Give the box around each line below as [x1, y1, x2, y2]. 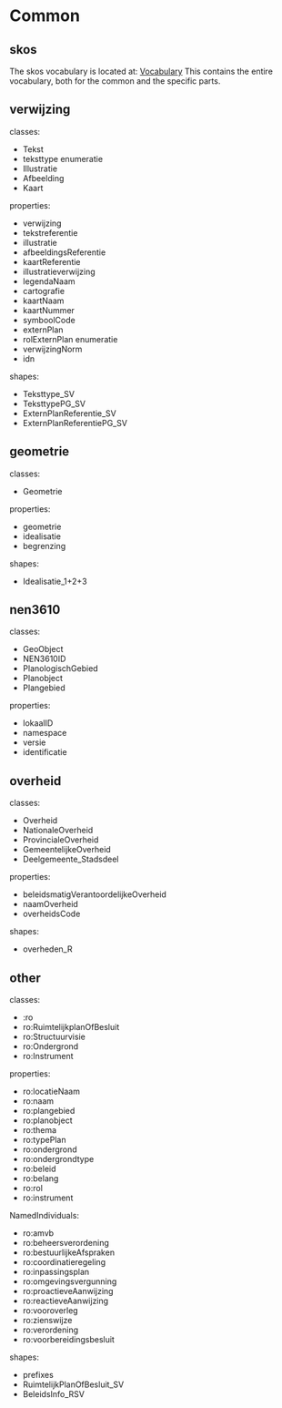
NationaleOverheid [22, 825, 94, 836]
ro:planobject [22, 1115, 73, 1126]
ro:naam [22, 1096, 55, 1107]
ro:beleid [22, 1163, 56, 1175]
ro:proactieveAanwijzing [22, 1286, 114, 1297]
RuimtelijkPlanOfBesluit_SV [22, 1379, 125, 1390]
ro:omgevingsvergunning [22, 1276, 117, 1287]
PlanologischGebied [22, 663, 98, 674]
